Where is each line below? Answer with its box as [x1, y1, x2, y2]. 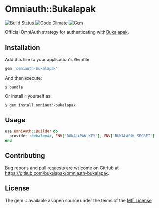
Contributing [5, 151, 45, 160]
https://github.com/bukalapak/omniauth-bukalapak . [5, 170, 109, 176]
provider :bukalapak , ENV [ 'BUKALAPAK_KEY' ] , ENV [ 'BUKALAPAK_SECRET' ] [9, 134, 155, 139]
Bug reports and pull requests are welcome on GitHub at [5, 165, 119, 171]
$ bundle [5, 85, 23, 89]
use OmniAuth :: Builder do [5, 129, 58, 134]
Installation [5, 43, 40, 52]
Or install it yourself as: [5, 93, 52, 99]
